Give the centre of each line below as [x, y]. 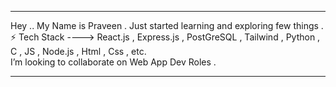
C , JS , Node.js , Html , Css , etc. [78, 51]
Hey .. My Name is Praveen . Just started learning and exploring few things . [167, 25]
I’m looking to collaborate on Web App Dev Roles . [113, 62]
